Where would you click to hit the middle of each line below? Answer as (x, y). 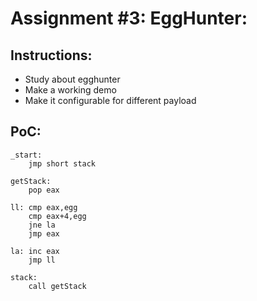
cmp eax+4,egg (57, 216)
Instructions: (51, 55)
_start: (26, 155)
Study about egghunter (72, 79)
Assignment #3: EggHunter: (129, 18)
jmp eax (44, 233)
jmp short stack (62, 163)
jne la (42, 225)
